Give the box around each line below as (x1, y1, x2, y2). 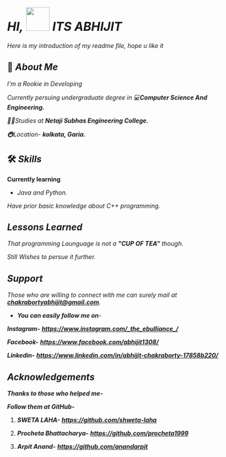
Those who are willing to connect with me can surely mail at (7, 291, 177, 299)
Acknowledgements (7, 371, 95, 383)
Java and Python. (16, 188, 68, 197)
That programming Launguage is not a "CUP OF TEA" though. (7, 240, 184, 248)
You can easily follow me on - (16, 312, 101, 320)
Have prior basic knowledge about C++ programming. (7, 201, 161, 210)
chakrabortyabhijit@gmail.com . (7, 298, 101, 306)
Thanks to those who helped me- (7, 389, 103, 397)
